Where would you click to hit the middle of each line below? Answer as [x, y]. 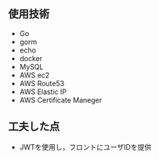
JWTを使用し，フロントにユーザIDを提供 [85, 146]
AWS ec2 [34, 75]
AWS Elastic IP [43, 92]
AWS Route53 [42, 83]
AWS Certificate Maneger [61, 99]
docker [31, 58]
